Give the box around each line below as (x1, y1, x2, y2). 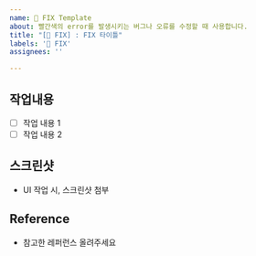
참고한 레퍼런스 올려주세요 (22, 237, 117, 248)
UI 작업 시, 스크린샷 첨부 (22, 184, 110, 195)
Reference (9, 211, 70, 227)
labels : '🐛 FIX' (9, 38, 71, 48)
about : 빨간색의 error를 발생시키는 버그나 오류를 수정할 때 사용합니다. (9, 22, 249, 31)
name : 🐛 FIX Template (9, 13, 92, 23)
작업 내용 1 (22, 117, 61, 128)
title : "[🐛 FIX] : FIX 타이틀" (9, 30, 123, 39)
